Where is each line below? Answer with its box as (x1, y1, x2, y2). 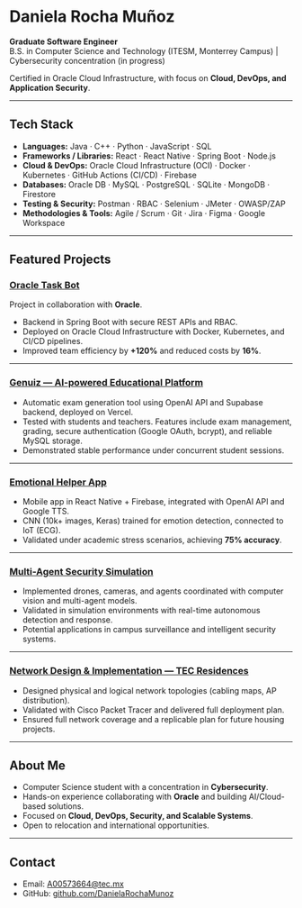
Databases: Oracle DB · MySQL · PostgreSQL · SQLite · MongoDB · (22, 178, 271, 190)
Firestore (22, 188, 57, 199)
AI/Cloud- (248, 791, 285, 803)
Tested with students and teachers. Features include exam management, (22, 416, 292, 427)
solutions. (48, 801, 84, 812)
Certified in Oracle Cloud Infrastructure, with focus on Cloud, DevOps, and (9, 72, 287, 83)
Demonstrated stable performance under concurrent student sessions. (22, 444, 285, 456)
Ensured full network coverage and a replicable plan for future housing (22, 713, 285, 724)
